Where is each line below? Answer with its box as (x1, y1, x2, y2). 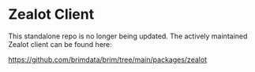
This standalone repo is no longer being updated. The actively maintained (8, 31, 248, 41)
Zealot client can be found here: (8, 39, 112, 49)
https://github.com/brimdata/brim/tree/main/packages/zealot (8, 55, 208, 64)
